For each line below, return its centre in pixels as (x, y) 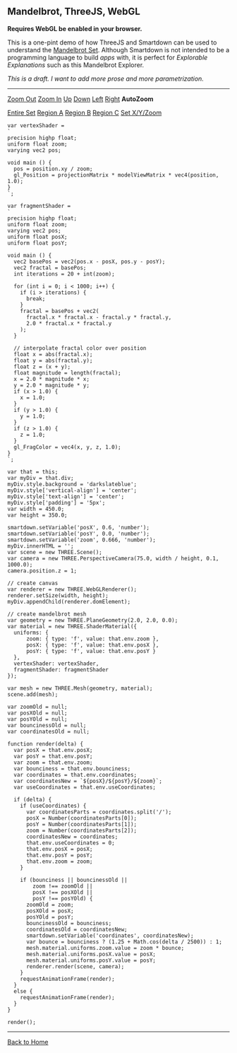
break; (36, 299)
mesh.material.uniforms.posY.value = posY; (91, 960)
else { (23, 991)
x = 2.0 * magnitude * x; (52, 379)
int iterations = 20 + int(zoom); (64, 274)
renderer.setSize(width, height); (58, 595)
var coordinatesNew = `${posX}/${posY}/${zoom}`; (88, 781)
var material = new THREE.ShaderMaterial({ (72, 626)
